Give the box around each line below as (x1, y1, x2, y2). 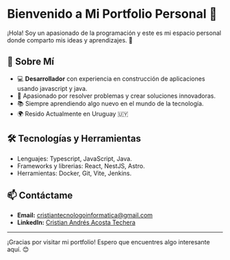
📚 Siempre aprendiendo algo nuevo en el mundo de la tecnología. (16, 99, 204, 107)
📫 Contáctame (7, 190, 73, 201)
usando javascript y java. (16, 84, 88, 92)
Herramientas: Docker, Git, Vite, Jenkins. (16, 169, 132, 177)
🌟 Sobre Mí (7, 56, 55, 68)
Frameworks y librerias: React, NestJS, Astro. (16, 161, 145, 170)
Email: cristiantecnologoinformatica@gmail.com (16, 211, 153, 220)
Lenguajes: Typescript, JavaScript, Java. (16, 154, 132, 163)
